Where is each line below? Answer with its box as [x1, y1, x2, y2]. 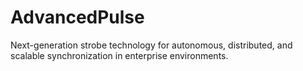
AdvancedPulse [10, 6, 145, 29]
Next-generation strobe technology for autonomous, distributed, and [10, 39, 293, 51]
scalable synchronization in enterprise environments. [10, 49, 229, 61]
